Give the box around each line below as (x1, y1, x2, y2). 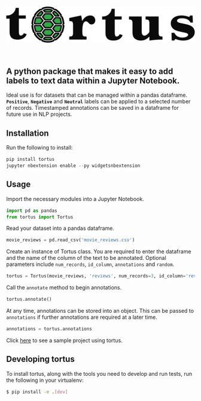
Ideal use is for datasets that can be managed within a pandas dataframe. (6, 91, 187, 99)
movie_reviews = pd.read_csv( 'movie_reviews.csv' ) (6, 237, 135, 243)
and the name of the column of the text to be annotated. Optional (6, 255, 166, 262)
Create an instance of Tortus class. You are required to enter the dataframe (6, 248, 191, 255)
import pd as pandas (6, 208, 58, 214)
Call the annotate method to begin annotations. (6, 284, 122, 291)
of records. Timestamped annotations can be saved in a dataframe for (6, 104, 179, 112)
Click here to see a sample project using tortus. (6, 337, 123, 344)
